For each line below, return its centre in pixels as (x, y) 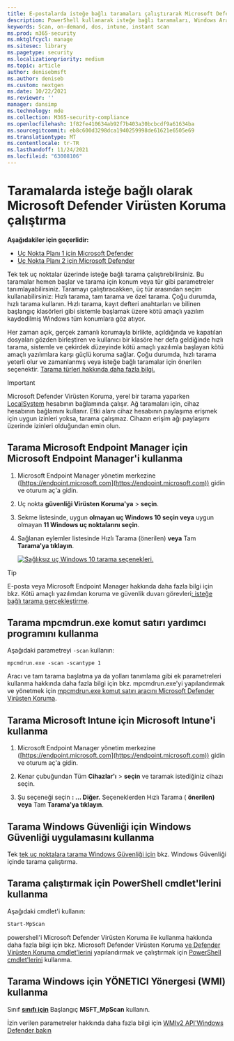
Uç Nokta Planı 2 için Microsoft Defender (76, 260)
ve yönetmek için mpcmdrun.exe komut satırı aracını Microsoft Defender (111, 691)
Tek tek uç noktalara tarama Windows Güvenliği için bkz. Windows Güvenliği (117, 854)
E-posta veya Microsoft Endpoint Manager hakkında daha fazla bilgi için (110, 586)
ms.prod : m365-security (42, 33)
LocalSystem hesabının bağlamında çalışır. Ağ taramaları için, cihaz (103, 403)
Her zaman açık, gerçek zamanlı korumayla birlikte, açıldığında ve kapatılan (115, 332)
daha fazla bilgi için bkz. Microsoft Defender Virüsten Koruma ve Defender (114, 945)
